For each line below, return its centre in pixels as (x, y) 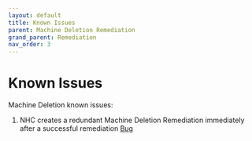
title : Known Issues (42, 23)
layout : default (35, 15)
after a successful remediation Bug (76, 128)
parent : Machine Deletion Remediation (72, 30)
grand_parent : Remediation (52, 37)
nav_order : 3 (30, 45)
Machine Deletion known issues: (61, 105)
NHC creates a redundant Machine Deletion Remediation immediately (132, 120)
